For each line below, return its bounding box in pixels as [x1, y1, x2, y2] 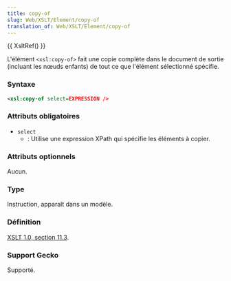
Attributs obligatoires [7, 112, 80, 121]
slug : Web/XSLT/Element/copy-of [7, 17, 100, 23]
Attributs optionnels [7, 152, 76, 161]
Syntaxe [7, 80, 36, 90]
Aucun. [7, 167, 27, 176]
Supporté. [7, 266, 36, 274]
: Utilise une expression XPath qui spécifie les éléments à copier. [27, 134, 211, 143]
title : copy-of [7, 10, 51, 17]
